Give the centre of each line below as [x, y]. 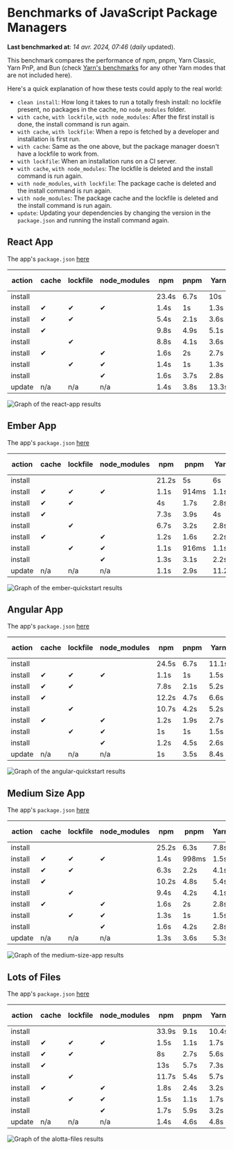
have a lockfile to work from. [58, 154]
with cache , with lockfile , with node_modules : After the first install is [116, 117]
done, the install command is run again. [74, 124]
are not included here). [40, 75]
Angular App [35, 609]
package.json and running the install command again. [93, 220]
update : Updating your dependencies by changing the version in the [114, 213]
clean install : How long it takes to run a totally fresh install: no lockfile [119, 102]
